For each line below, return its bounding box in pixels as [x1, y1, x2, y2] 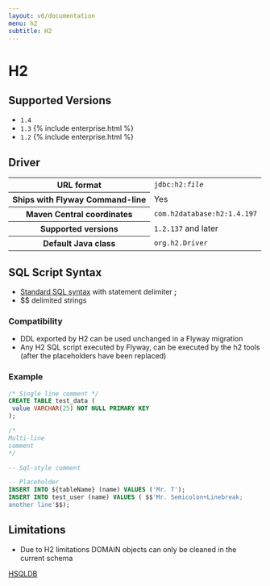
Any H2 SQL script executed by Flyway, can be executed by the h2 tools [19, 342, 260, 352]
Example [8, 371, 44, 383]
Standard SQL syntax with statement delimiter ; [19, 287, 177, 296]
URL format [56, 179, 102, 190]
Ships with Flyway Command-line [12, 195, 147, 206]
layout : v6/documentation [8, 11, 95, 20]
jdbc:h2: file [153, 180, 204, 190]
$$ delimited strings [19, 295, 87, 305]
